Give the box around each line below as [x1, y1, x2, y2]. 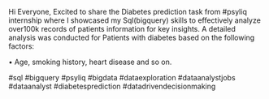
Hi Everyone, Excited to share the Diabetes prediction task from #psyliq [8, 7, 248, 16]
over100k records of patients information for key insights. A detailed [8, 24, 236, 33]
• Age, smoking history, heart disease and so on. [8, 57, 172, 67]
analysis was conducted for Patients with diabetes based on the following [8, 32, 255, 42]
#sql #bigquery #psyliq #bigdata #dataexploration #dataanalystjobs [8, 73, 236, 82]
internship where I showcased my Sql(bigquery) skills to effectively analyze [8, 15, 262, 25]
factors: [8, 41, 35, 51]
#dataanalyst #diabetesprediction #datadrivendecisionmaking [8, 81, 216, 91]
